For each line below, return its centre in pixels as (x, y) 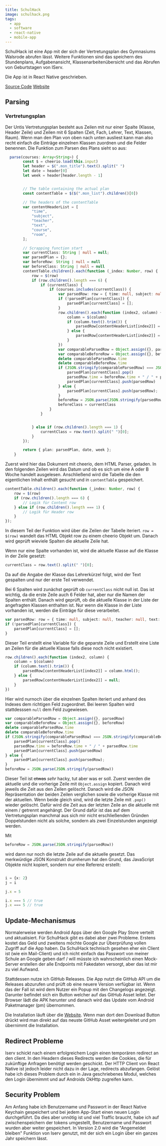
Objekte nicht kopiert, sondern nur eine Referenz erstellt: (63, 865)
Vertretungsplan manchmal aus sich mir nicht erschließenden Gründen (77, 816)
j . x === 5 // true (24, 905)
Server (12, 964)
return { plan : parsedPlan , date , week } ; (67, 450)
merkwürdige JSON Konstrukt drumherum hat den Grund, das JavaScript (80, 859)
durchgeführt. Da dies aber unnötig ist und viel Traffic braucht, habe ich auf (82, 1117)
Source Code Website (27, 86)
